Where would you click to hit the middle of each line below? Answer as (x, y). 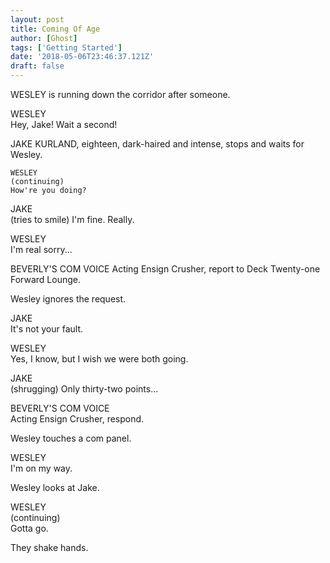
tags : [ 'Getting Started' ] (66, 47)
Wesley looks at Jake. (55, 487)
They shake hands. (49, 547)
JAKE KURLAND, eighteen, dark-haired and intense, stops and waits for (157, 144)
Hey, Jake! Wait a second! (64, 124)
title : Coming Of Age (55, 29)
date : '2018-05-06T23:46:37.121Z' (82, 57)
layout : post (37, 19)
